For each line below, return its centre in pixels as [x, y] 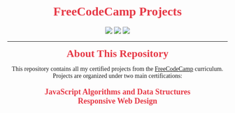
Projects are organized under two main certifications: [117, 76]
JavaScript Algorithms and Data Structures [117, 91]
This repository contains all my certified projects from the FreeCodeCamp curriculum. [117, 69]
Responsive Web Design [117, 100]
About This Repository [117, 53]
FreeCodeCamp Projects [117, 12]
